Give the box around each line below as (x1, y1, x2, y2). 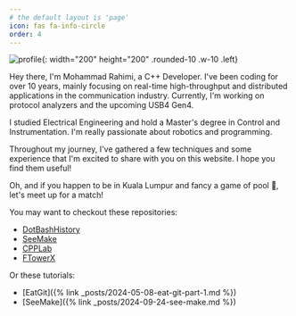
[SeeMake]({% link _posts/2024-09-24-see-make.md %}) (21, 296, 236, 308)
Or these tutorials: (9, 270, 76, 281)
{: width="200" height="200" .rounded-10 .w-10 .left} (41, 54, 239, 65)
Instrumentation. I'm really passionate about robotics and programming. (9, 127, 273, 137)
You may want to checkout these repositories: (9, 207, 178, 218)
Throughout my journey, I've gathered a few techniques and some (9, 144, 252, 154)
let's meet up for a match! (9, 189, 104, 201)
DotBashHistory (21, 224, 80, 235)
